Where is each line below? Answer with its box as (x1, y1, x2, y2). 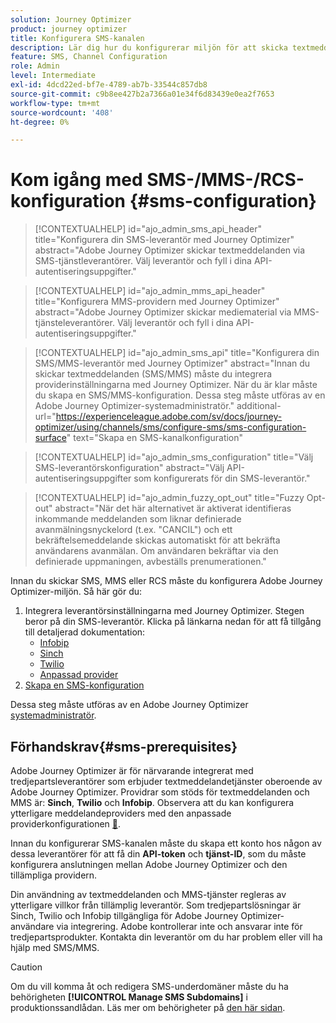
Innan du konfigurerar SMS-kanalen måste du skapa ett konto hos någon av (10, 837, 322, 849)
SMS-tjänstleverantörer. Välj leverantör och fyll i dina (34, 255, 252, 267)
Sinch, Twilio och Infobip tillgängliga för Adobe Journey (10, 910, 239, 921)
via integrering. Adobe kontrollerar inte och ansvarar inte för (56, 921, 303, 932)
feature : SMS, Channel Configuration (10, 52, 168, 62)
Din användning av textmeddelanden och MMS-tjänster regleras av (10, 889, 287, 900)
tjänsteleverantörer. (34, 317, 115, 329)
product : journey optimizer (10, 24, 128, 34)
